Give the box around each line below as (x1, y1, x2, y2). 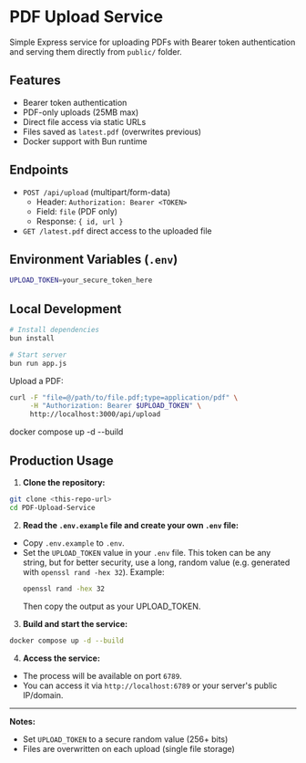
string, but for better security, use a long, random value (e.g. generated (22, 557, 291, 568)
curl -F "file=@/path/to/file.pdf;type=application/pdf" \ (9, 392, 239, 402)
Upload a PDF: (9, 375, 64, 386)
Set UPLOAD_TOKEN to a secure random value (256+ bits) (22, 733, 229, 745)
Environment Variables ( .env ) (9, 251, 178, 267)
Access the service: (22, 653, 100, 664)
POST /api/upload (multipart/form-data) (22, 186, 171, 197)
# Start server (9, 350, 67, 360)
